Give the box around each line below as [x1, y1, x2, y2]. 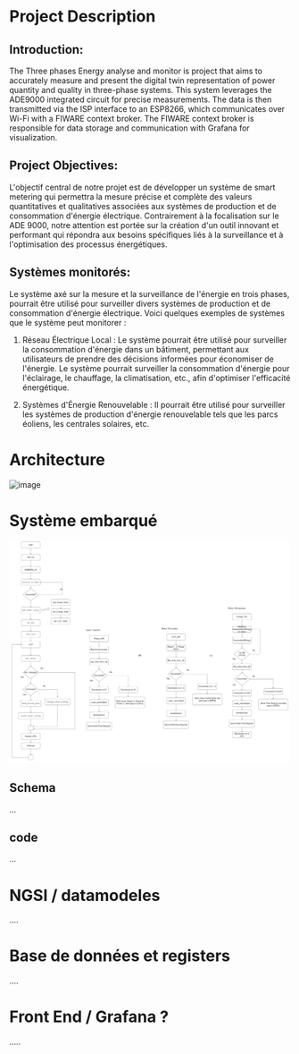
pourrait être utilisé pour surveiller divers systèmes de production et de [9, 298, 270, 309]
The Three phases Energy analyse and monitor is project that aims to [9, 65, 263, 76]
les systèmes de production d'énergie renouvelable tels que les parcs [21, 409, 278, 420]
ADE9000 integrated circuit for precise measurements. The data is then [9, 94, 272, 105]
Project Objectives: [9, 158, 119, 174]
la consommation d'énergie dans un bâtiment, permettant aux [21, 344, 250, 354]
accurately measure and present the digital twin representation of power [9, 75, 276, 86]
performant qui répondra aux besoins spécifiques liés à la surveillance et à [9, 229, 284, 240]
